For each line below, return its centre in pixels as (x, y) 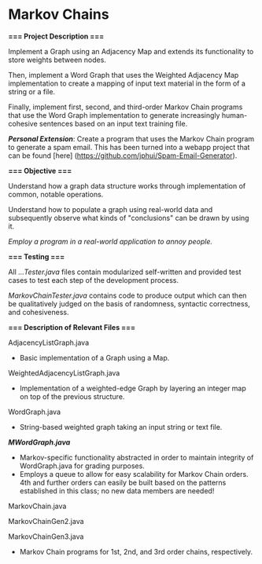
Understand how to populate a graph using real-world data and (111, 209)
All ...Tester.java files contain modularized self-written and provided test (125, 272)
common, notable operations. (56, 194)
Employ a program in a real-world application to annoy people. (110, 241)
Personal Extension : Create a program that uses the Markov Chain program (131, 138)
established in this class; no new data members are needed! (117, 491)
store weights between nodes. (57, 60)
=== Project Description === (56, 36)
